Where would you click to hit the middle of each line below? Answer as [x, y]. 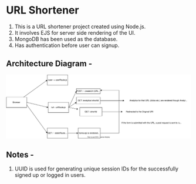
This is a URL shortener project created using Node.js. [80, 26]
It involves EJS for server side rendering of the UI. [75, 32]
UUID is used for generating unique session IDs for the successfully [97, 169]
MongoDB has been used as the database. [66, 39]
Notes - [20, 154]
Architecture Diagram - [49, 64]
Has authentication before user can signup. [67, 45]
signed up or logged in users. [50, 175]
